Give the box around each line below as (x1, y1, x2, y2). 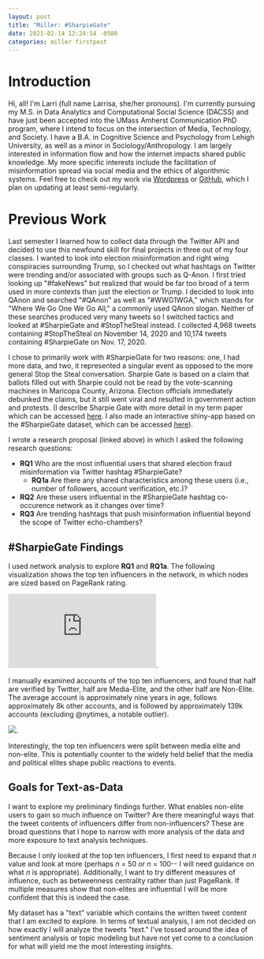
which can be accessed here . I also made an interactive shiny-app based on (8, 412, 256, 421)
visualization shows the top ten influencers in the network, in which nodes (8, 570, 249, 579)
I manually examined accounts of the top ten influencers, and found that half (8, 675, 256, 685)
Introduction (8, 73, 91, 91)
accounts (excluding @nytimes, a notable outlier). (8, 709, 169, 719)
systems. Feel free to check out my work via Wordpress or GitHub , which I (8, 175, 250, 184)
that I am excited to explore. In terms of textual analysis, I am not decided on (8, 916, 256, 926)
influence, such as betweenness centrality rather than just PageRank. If (8, 875, 240, 885)
